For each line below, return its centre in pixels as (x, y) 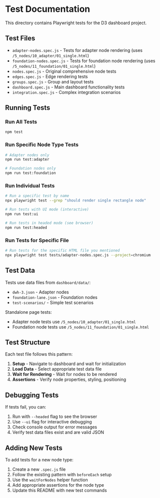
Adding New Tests (34, 448)
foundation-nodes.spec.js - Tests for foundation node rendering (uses (84, 61)
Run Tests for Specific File (37, 240)
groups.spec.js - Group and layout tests (53, 82)
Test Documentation (48, 9)
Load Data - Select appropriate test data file (57, 369)
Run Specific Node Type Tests (42, 145)
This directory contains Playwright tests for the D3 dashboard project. (76, 23)
